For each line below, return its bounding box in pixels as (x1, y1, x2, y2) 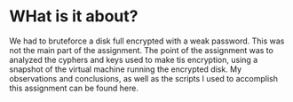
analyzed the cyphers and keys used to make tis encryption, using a (9, 54, 258, 65)
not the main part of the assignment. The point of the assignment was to (9, 44, 273, 55)
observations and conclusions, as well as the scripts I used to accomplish (9, 73, 278, 83)
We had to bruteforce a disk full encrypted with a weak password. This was (9, 35, 285, 46)
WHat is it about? (9, 6, 139, 27)
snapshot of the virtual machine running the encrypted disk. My (9, 64, 242, 75)
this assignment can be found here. (9, 82, 139, 93)
